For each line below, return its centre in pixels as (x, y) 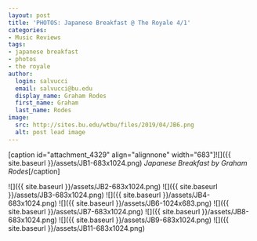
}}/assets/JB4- (186, 195)
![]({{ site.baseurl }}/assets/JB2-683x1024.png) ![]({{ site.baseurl (113, 186)
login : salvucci (42, 81)
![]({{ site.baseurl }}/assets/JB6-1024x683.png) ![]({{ (144, 203)
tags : (17, 45)
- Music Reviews (34, 37)
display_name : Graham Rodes (61, 96)
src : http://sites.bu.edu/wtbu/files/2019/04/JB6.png (105, 125)
